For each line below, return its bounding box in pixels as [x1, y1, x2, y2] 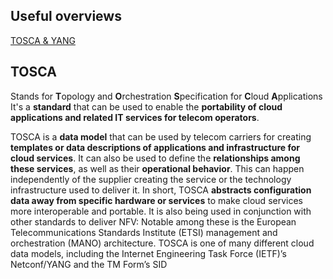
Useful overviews [10, 8, 122, 25]
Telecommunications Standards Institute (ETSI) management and [10, 226, 278, 238]
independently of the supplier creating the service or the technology [10, 173, 292, 185]
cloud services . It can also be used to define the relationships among [10, 152, 301, 164]
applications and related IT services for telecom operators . [10, 111, 260, 123]
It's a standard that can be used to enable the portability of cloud [10, 100, 283, 113]
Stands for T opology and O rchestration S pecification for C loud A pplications [10, 90, 323, 102]
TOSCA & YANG [10, 34, 76, 46]
